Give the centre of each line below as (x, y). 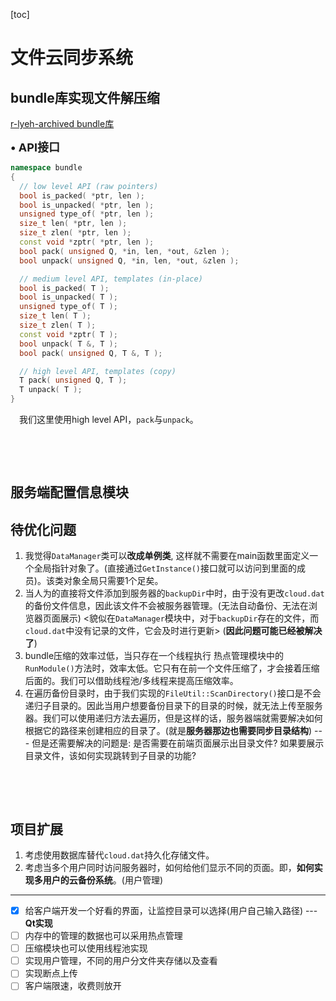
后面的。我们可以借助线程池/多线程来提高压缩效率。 (131, 681)
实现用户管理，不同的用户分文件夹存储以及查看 (121, 961)
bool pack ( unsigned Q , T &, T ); (91, 353)
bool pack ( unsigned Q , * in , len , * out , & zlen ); (125, 251)
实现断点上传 (51, 973)
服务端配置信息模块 (69, 492)
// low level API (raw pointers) (89, 186)
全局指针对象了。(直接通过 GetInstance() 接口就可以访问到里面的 (165, 568)
